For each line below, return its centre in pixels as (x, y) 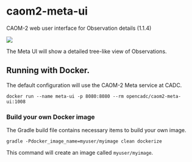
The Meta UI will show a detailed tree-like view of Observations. (87, 51)
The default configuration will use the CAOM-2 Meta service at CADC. (94, 85)
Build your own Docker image (51, 117)
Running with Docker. (48, 70)
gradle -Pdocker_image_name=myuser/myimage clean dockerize (84, 141)
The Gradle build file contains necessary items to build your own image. (97, 130)
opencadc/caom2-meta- (154, 96)
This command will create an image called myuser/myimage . (80, 153)
